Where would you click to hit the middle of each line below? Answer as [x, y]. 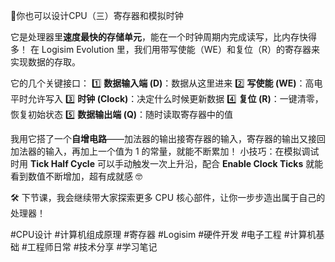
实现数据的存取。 [45, 62]
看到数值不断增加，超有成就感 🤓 [76, 176]
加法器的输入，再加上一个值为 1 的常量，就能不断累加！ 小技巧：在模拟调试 [165, 151]
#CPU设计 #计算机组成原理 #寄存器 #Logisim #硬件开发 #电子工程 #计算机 [163, 234]
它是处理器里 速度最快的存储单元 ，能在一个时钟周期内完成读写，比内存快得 [163, 37]
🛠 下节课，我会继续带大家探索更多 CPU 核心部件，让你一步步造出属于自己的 [168, 197]
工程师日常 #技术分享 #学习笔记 [92, 247]
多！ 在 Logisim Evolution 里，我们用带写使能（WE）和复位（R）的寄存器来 [165, 49]
